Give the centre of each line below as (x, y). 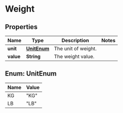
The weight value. (74, 56)
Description (75, 40)
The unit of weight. (75, 48)
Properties (21, 27)
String (33, 56)
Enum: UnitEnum (31, 74)
